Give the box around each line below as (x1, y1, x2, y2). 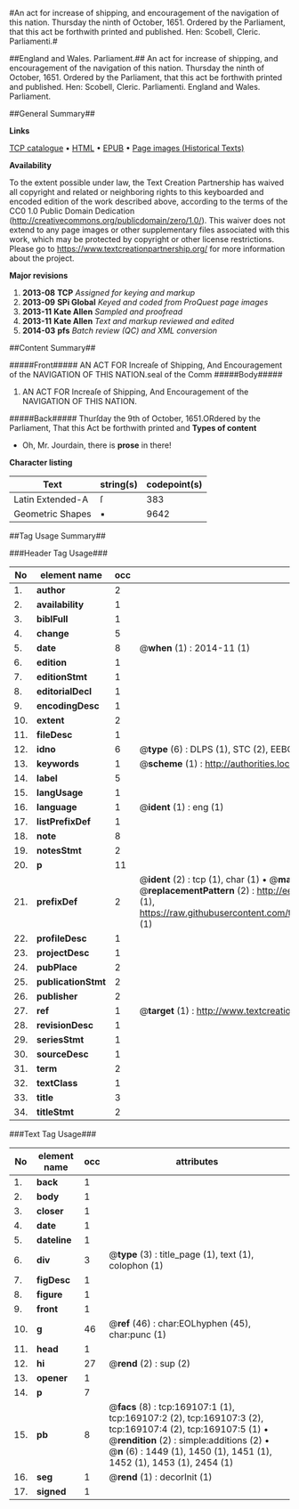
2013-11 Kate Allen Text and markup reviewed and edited (21, 316, 235, 326)
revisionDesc (36, 1019, 93, 1031)
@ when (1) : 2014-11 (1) (139, 642, 251, 653)
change (36, 628, 69, 639)
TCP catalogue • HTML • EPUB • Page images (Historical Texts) (9, 142, 245, 153)
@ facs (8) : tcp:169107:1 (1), (109, 1401, 236, 1413)
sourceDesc (36, 1048, 89, 1060)
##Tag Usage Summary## (9, 531, 107, 541)
